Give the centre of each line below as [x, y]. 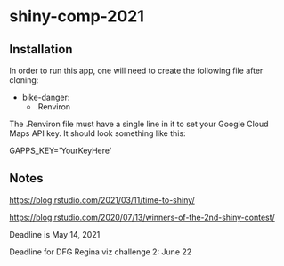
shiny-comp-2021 [77, 16]
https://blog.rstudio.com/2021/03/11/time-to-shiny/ [102, 200]
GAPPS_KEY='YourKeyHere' [61, 150]
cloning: [24, 80]
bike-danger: [46, 97]
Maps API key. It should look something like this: [97, 133]
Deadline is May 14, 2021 [55, 234]
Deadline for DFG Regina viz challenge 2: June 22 [101, 252]
